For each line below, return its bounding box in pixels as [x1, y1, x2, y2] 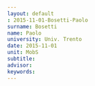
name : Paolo [7, 29, 42, 37]
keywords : [7, 68, 36, 75]
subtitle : [7, 55, 36, 62]
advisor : [7, 62, 33, 69]
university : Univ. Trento [7, 36, 82, 43]
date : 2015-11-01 [7, 42, 58, 49]
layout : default [7, 10, 54, 17]
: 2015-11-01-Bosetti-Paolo [7, 17, 89, 24]
